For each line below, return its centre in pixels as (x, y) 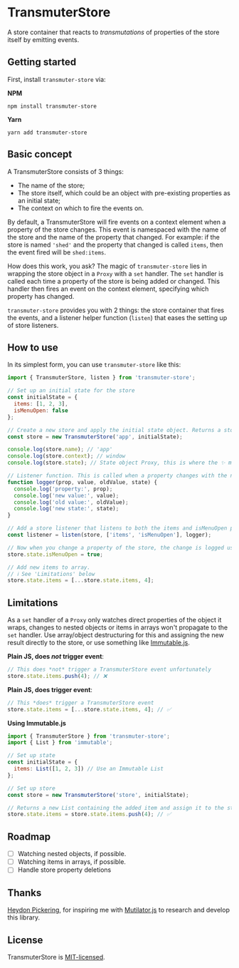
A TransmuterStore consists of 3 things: (66, 171)
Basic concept (40, 154)
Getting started (42, 62)
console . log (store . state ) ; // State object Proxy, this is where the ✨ (116, 463)
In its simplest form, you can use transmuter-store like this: (94, 365)
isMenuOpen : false (41, 411)
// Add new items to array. (49, 567)
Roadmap (29, 836)
